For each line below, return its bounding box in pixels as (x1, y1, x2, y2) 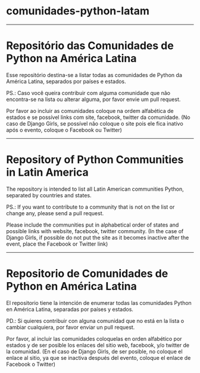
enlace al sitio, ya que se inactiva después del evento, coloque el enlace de (6, 354, 191, 361)
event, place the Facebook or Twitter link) (6, 240, 108, 247)
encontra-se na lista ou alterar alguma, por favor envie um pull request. (6, 96, 181, 103)
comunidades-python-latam (6, 4, 150, 18)
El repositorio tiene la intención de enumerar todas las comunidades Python (6, 299, 192, 306)
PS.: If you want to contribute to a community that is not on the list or (6, 203, 175, 210)
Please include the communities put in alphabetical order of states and (6, 221, 179, 228)
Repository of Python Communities (6, 153, 184, 167)
